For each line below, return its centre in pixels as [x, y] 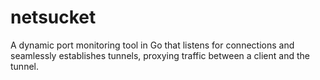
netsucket [53, 17]
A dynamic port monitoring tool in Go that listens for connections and [152, 45]
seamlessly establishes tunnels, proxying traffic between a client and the [160, 55]
